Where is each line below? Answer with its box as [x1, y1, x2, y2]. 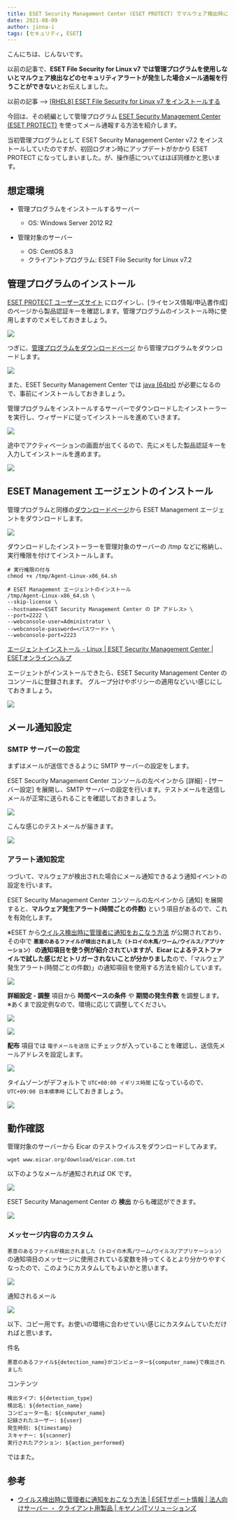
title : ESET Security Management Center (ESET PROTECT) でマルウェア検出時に [7, 10, 229, 18]
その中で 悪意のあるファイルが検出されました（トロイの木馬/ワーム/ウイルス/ [7, 937, 204, 945]
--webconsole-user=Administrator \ [7, 618, 111, 625]
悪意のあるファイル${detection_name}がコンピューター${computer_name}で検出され [7, 1358, 225, 1365]
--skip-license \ [7, 598, 58, 605]
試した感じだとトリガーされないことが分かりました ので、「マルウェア [25, 954, 225, 963]
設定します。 [50, 1050, 87, 1058]
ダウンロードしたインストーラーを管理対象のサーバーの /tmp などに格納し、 [7, 542, 226, 551]
